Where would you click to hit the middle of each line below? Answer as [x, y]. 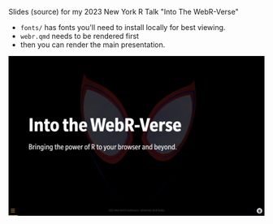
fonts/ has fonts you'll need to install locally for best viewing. [123, 27]
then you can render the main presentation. [93, 45]
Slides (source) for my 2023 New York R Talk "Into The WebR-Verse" [123, 12]
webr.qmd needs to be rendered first [80, 36]
